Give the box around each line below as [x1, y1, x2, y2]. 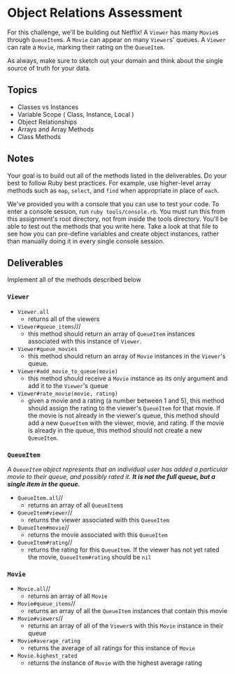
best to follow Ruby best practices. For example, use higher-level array [7, 178, 211, 187]
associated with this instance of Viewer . [27, 337, 142, 345]
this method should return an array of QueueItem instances [27, 329, 195, 338]
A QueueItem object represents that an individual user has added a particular [7, 465, 228, 473]
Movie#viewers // [17, 614, 63, 623]
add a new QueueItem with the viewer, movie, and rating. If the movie [27, 418, 225, 427]
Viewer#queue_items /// [17, 322, 81, 330]
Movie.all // [17, 585, 51, 593]
